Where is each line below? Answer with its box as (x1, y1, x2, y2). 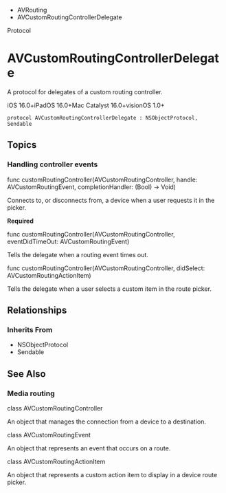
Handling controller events (7, 160, 98, 169)
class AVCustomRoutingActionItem (7, 457, 106, 465)
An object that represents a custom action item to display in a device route (7, 471, 218, 479)
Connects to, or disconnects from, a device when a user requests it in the (7, 196, 215, 204)
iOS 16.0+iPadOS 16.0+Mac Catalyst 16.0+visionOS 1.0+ (7, 101, 165, 109)
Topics (7, 139, 37, 151)
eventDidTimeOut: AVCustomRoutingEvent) (7, 237, 130, 245)
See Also (7, 368, 46, 380)
